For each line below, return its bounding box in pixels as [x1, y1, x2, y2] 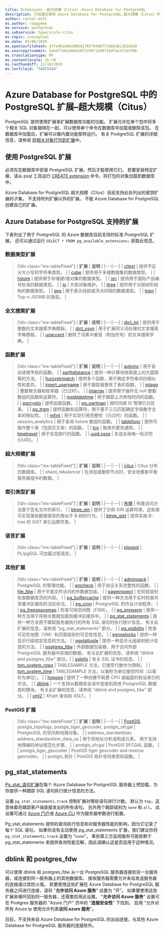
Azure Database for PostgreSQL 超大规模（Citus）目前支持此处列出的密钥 [5, 190, 155, 195]
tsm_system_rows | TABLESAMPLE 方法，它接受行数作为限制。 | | [17, 662, 150, 668]
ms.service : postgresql [5, 26, 54, 30]
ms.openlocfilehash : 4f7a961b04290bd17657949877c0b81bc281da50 [5, 44, 137, 49]
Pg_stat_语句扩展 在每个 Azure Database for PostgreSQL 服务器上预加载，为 [5, 781, 158, 787]
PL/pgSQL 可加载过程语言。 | [17, 550, 76, 556]
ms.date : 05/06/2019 [5, 39, 48, 44]
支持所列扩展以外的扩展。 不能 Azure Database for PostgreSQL [31, 195, 160, 201]
